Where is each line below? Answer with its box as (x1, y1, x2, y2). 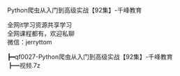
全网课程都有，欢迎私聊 (7, 30, 75, 37)
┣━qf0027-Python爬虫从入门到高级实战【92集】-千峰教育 (7, 53, 173, 61)
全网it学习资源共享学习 (7, 21, 72, 29)
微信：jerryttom (7, 38, 52, 46)
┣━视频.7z (7, 61, 40, 69)
